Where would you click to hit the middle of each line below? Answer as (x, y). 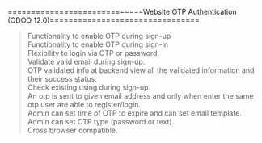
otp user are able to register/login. (84, 105)
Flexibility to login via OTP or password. (93, 53)
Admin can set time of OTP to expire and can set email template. (134, 113)
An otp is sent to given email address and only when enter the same (140, 96)
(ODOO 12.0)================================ (104, 20)
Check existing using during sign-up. (89, 87)
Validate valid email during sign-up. (86, 61)
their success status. (62, 79)
